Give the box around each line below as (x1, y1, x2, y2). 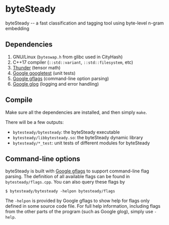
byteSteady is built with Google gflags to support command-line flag (5, 168, 150, 174)
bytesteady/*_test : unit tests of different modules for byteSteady (12, 140, 150, 146)
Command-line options (5, 154, 81, 163)
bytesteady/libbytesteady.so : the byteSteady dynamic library (12, 134, 143, 140)
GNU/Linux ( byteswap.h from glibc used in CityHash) (12, 54, 123, 60)
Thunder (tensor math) (12, 64, 61, 70)
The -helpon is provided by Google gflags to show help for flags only (5, 197, 150, 204)
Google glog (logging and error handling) (12, 81, 99, 87)
